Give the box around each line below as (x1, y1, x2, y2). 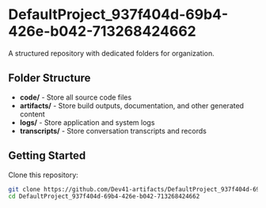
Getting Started (8, 149, 86, 163)
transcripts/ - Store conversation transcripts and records (19, 126, 207, 135)
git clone (8, 185, 41, 193)
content (19, 109, 45, 119)
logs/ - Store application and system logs (19, 117, 155, 127)
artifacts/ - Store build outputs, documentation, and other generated (19, 100, 244, 110)
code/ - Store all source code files (19, 93, 132, 102)
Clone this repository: (8, 170, 79, 180)
